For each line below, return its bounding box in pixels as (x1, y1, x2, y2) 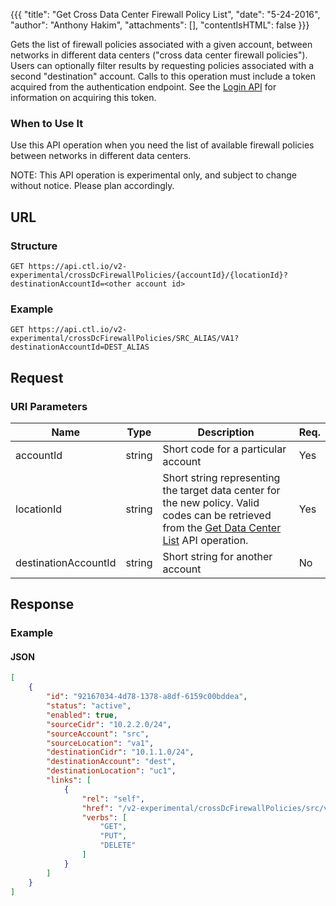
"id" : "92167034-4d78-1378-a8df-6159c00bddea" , (46, 692, 248, 702)
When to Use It (10, 116, 84, 130)
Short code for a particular (162, 442, 287, 456)
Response (10, 596, 75, 613)
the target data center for (162, 483, 281, 497)
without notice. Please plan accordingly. (10, 180, 175, 192)
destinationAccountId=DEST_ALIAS (10, 342, 150, 353)
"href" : (81, 803, 114, 813)
